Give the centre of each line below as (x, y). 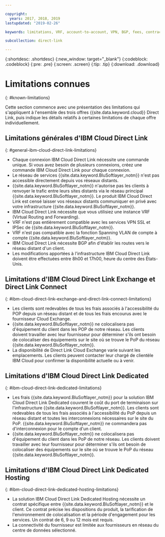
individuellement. (23, 123)
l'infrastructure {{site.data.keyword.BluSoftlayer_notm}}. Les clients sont (85, 407)
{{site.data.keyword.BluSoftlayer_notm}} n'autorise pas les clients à (80, 186)
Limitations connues (48, 84)
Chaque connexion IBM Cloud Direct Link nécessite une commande (80, 160)
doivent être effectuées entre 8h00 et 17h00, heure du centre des (78, 259)
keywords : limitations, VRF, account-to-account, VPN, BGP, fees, (74, 32)
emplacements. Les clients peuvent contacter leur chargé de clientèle (83, 355)
